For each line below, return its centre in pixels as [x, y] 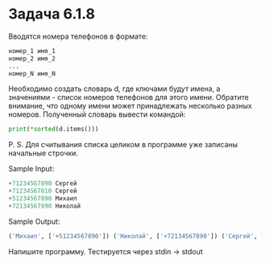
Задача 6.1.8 [52, 14]
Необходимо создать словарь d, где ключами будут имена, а [114, 89]
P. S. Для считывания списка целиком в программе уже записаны [123, 145]
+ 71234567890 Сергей [43, 184]
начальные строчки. [44, 153]
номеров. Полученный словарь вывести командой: [97, 114]
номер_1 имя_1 [32, 51]
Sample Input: [31, 169]
